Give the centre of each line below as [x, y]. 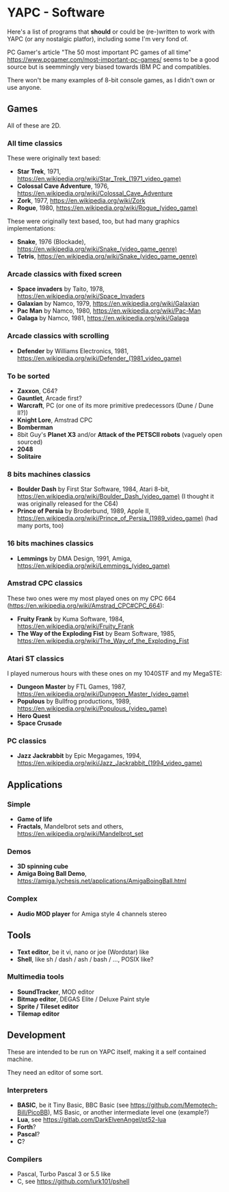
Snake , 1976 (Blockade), [51, 242]
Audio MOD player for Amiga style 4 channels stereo [92, 914]
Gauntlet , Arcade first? [49, 398]
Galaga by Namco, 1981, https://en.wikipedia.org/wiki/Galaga [103, 318]
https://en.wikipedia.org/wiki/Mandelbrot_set [80, 834]
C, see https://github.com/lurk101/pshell [73, 1182]
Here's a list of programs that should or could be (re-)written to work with [111, 32]
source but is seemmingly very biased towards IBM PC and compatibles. [109, 67]
